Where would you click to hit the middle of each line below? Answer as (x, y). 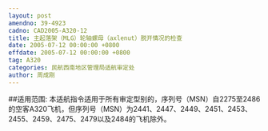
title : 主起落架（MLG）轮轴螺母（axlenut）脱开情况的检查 (95, 38)
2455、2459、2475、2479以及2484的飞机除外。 (90, 119)
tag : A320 (25, 61)
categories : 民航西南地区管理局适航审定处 (72, 68)
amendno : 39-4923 (37, 23)
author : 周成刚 (32, 75)
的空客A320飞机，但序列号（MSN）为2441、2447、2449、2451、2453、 (130, 109)
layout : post (30, 16)
